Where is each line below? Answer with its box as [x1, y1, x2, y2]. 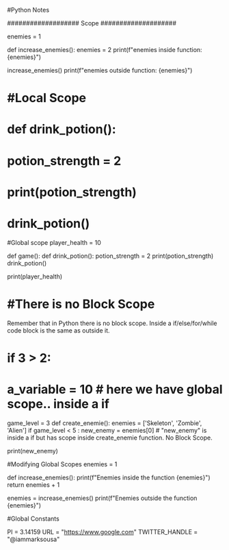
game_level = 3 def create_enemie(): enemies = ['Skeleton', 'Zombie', [7, 418, 202, 427]
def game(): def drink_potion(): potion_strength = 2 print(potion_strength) [7, 252, 214, 260]
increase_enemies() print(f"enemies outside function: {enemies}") [7, 67, 193, 74]
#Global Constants [7, 514, 59, 523]
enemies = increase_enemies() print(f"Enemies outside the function [7, 494, 198, 502]
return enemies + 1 [7, 480, 60, 489]
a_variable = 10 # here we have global [7, 382, 223, 397]
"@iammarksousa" [7, 535, 60, 543]
